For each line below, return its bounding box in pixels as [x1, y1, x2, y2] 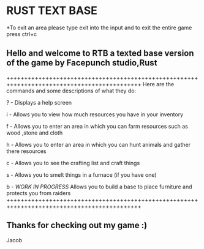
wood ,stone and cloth [6, 129, 63, 136]
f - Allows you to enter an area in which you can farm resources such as [6, 122, 188, 130]
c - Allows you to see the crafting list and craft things [6, 159, 140, 166]
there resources [6, 147, 47, 155]
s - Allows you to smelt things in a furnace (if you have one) [6, 171, 157, 178]
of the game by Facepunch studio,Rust [6, 58, 157, 68]
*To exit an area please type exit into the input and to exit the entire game [6, 24, 192, 31]
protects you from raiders [6, 189, 71, 196]
